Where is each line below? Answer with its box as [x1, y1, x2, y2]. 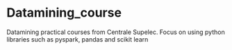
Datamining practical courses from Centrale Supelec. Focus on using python [6, 28, 225, 36]
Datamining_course [6, 5, 122, 21]
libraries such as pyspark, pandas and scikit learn [6, 35, 149, 43]
